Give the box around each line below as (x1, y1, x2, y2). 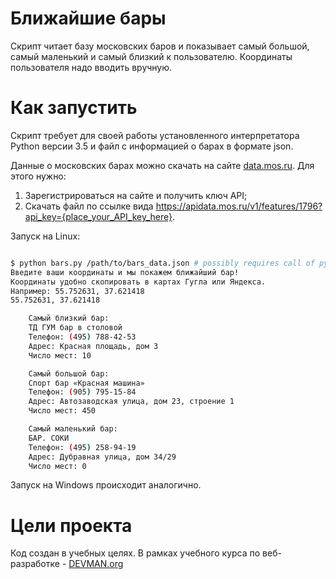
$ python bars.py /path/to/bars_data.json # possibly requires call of (10, 258, 315, 268)
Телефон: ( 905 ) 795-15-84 (28, 387, 137, 397)
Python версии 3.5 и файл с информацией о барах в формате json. (10, 140, 294, 152)
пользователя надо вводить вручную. (10, 61, 173, 73)
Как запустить (10, 97, 138, 119)
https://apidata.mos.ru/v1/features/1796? (155, 200, 323, 212)
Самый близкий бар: (28, 313, 110, 324)
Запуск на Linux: (10, 230, 81, 242)
